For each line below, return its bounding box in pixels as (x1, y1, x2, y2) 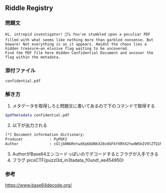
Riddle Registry (5, 4, 53, 12)
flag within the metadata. (5, 54, 61, 60)
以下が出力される (12, 122, 47, 128)
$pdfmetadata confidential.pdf (5, 113, 70, 118)
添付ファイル (5, 67, 36, 74)
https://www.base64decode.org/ (5, 182, 72, 188)
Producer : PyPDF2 (5, 137, 68, 142)
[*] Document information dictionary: (5, 132, 85, 137)
